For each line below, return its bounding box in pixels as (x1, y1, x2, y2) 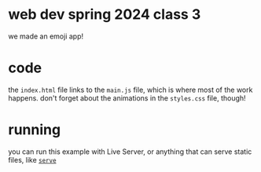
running (8, 121, 61, 139)
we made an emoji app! (8, 31, 84, 41)
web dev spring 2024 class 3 (8, 5, 201, 24)
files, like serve (8, 155, 57, 164)
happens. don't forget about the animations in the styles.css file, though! (8, 93, 246, 103)
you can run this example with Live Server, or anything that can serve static (8, 147, 252, 156)
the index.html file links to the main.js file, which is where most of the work (8, 85, 253, 94)
